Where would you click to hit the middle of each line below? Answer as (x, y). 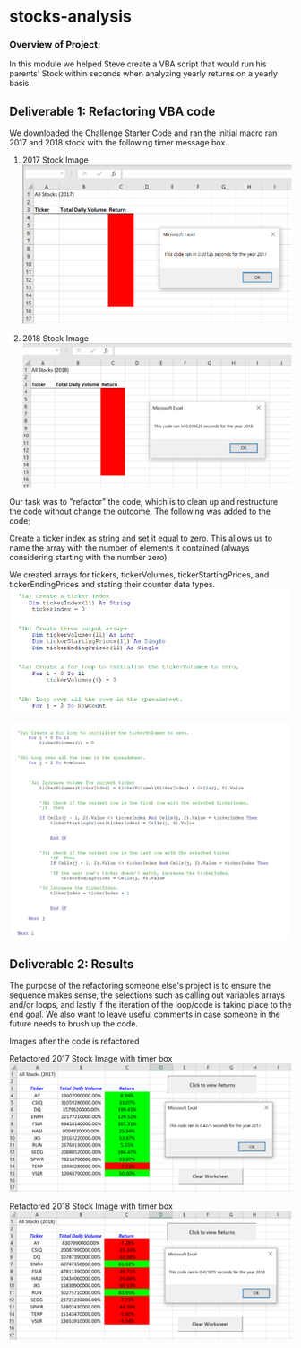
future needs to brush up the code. (74, 1024)
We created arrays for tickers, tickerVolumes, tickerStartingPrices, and (139, 575)
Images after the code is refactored (74, 1041)
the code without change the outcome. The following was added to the (140, 511)
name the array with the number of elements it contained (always (129, 548)
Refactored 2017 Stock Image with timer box (91, 1059)
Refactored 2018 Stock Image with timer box (91, 1206)
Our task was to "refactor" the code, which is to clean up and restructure (144, 502)
